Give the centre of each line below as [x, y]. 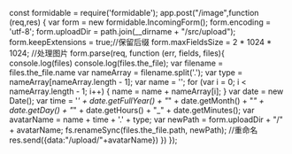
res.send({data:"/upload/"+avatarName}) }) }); [93, 140]
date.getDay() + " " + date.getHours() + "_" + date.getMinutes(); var [132, 110]
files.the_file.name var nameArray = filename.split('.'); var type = [126, 73]
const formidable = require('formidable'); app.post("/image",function [134, 13]
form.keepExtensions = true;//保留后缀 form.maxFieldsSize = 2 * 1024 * [141, 42]
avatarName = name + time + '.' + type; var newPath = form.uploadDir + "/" [146, 119]
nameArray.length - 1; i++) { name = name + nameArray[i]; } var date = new [146, 91]
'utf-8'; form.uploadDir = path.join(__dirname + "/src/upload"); [123, 31]
